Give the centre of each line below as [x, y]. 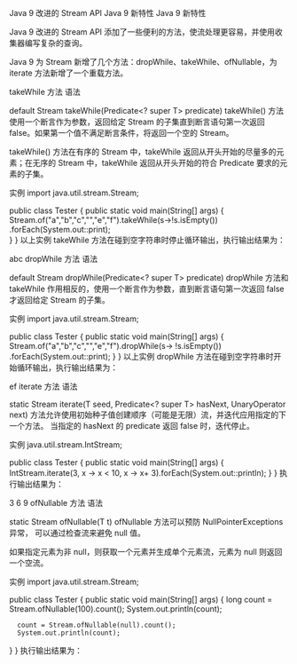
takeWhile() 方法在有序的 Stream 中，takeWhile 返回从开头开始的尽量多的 [143, 152]
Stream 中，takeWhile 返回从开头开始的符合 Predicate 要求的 [168, 163]
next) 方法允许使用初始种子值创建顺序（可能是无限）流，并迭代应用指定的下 [148, 415]
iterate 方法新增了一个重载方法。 [69, 73]
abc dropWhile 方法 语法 [54, 259]
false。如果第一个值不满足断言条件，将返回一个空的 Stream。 [121, 133]
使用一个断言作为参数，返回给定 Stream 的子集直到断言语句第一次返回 [137, 122]
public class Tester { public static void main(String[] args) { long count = [141, 599]
